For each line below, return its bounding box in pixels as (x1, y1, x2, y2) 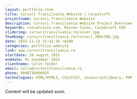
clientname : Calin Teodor (5, 61, 58, 66)
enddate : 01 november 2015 (5, 57, 60, 62)
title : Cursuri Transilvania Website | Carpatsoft (5, 12, 111, 17)
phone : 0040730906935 (5, 71, 49, 76)
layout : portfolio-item (5, 7, 54, 12)
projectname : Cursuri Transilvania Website (5, 16, 95, 21)
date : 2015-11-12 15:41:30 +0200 (5, 39, 73, 44)
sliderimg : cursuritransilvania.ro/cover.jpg (5, 30, 99, 35)
